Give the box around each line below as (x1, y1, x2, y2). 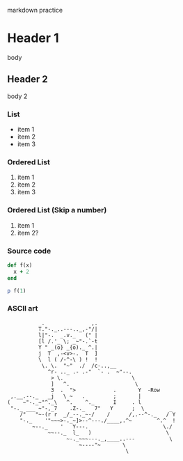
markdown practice (7, 6, 63, 14)
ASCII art (7, 304, 38, 313)
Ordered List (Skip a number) (7, 205, 107, 215)
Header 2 (7, 73, 49, 86)
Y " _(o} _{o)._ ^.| (38, 344, 98, 351)
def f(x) (7, 261, 33, 269)
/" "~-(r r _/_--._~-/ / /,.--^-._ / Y (19, 411, 176, 418)
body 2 (7, 92, 28, 100)
